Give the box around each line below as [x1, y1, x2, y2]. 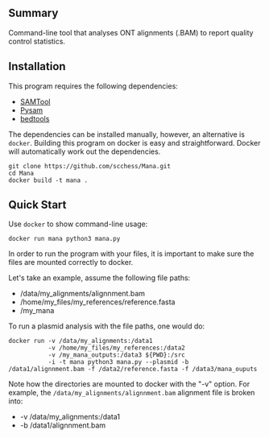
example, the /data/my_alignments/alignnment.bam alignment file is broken [8, 388, 255, 398]
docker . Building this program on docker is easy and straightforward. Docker [8, 138, 261, 147]
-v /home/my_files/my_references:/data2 [48, 344, 185, 353]
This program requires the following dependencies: [8, 81, 179, 91]
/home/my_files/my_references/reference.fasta [19, 297, 176, 307]
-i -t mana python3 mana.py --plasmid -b [48, 358, 189, 366]
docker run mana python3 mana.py [8, 235, 121, 243]
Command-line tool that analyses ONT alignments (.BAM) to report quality [8, 27, 254, 37]
